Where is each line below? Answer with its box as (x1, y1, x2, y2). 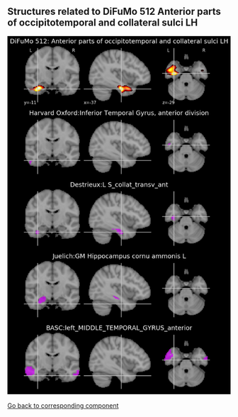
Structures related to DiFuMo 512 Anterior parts (7, 6, 222, 18)
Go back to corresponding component (7, 401, 119, 410)
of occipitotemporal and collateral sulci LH (7, 17, 198, 29)
